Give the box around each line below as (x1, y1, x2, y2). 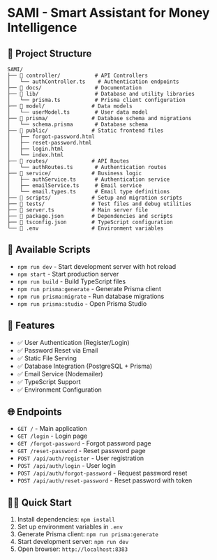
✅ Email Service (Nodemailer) (17, 369, 103, 378)
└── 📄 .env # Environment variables (7, 225, 164, 232)
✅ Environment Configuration (17, 385, 103, 394)
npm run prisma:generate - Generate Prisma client (17, 284, 162, 293)
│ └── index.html (7, 152, 64, 159)
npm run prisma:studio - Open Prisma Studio (17, 299, 147, 308)
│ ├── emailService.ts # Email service (7, 182, 142, 189)
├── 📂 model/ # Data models (7, 103, 133, 110)
